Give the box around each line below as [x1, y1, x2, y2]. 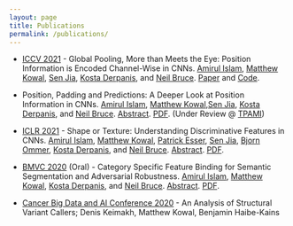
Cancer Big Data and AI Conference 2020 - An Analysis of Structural [21, 198, 273, 208]
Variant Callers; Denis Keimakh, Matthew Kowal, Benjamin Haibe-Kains [21, 207, 281, 218]
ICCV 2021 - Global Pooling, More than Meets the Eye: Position [21, 54, 251, 65]
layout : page [9, 12, 58, 22]
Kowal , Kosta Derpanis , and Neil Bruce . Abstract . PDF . [21, 181, 220, 191]
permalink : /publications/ [9, 29, 109, 38]
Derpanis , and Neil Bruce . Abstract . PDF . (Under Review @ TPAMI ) [21, 108, 266, 120]
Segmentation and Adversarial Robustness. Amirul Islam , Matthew [21, 171, 263, 182]
